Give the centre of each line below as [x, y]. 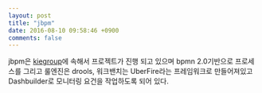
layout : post [30, 15]
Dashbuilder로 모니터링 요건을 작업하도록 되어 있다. [88, 81]
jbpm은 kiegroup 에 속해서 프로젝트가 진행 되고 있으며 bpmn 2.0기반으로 [121, 61]
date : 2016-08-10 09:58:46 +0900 [64, 30]
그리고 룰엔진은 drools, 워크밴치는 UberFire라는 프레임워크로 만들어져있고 [138, 72]
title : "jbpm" [32, 23]
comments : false [35, 38]
